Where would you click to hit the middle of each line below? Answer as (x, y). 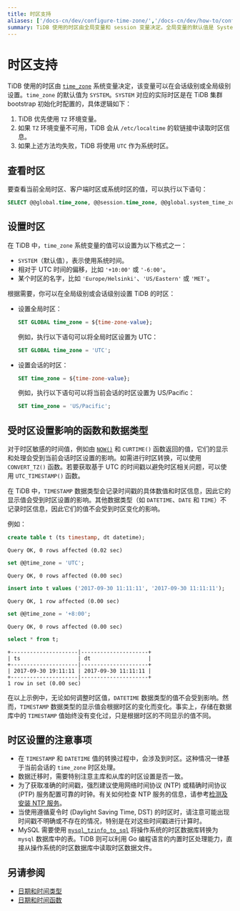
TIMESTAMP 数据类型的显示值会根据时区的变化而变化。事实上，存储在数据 (126, 706)
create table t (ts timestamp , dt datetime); (76, 538)
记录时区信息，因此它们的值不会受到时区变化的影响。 (86, 509)
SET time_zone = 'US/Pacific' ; (64, 407)
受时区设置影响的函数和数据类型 (78, 430)
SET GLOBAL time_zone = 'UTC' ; (64, 350)
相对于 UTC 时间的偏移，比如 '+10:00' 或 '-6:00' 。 (94, 269)
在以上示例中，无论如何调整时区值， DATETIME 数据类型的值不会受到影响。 (115, 697)
